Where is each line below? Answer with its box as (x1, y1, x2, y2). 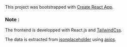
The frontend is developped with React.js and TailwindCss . (5, 27, 123, 33)
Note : (5, 16, 20, 23)
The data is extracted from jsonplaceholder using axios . (5, 36, 116, 43)
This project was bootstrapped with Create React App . (5, 4, 114, 10)
